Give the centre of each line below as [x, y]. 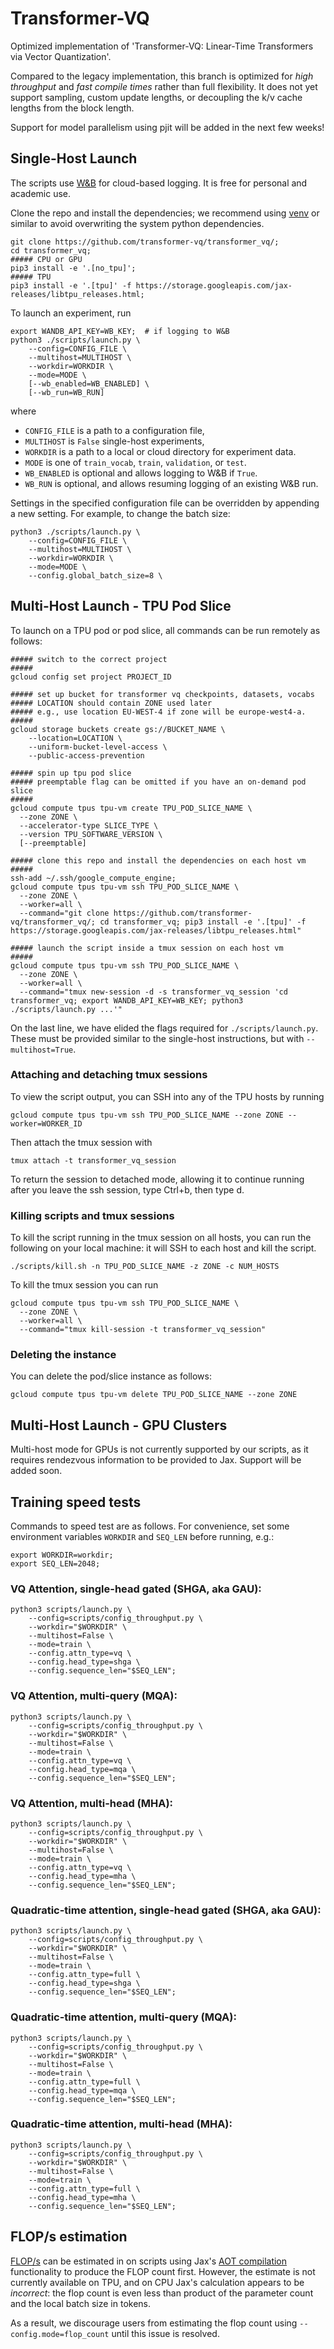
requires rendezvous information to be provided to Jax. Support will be [156, 1460]
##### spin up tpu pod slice [71, 773]
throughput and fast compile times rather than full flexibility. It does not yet [164, 86]
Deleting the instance [63, 1355]
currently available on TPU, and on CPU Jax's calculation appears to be [157, 2282]
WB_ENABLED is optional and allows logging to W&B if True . [141, 473]
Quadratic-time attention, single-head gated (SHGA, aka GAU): [166, 1910]
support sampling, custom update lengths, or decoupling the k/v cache [156, 97]
